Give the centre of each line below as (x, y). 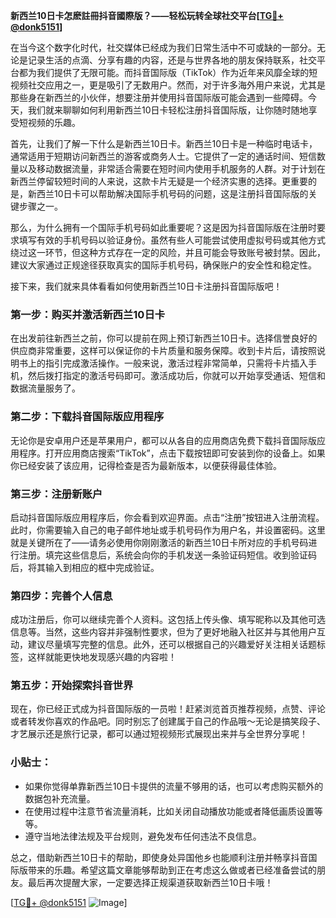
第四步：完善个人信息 (61, 596)
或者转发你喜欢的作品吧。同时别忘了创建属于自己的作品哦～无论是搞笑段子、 (168, 721)
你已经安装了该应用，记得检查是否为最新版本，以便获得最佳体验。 (146, 465)
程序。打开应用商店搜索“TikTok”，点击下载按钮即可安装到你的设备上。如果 (172, 453)
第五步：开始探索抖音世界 (72, 686)
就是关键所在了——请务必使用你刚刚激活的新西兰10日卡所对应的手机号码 (159, 542)
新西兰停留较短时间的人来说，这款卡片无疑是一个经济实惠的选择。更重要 (159, 181)
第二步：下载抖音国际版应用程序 (87, 417)
